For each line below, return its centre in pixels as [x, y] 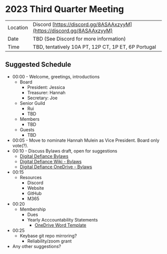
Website [36, 188]
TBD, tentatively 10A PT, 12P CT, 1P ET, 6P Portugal [95, 47]
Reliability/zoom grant [49, 241]
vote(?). [20, 145]
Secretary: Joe [42, 98]
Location [18, 27]
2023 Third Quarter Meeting [65, 9]
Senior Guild [33, 103]
